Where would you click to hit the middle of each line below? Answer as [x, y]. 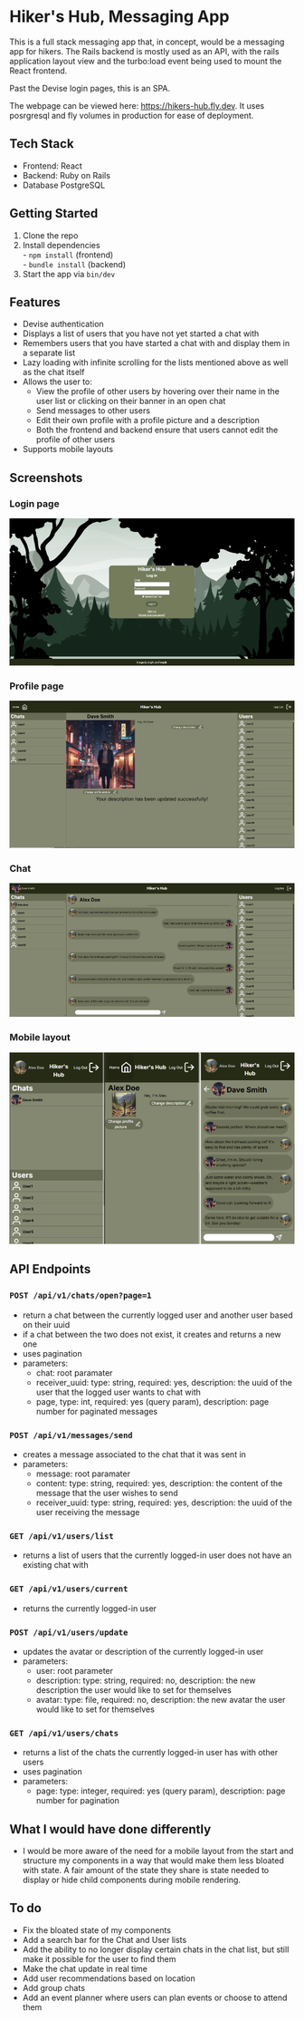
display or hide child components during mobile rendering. [132, 1880]
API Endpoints [50, 1269]
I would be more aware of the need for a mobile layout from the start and [158, 1851]
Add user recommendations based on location [109, 1978]
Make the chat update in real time [85, 1968]
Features [35, 302]
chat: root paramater [74, 1372]
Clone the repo [50, 235]
